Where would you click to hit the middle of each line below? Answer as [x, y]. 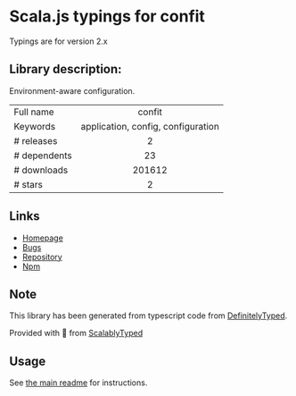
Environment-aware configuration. [72, 90]
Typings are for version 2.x [59, 41]
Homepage [43, 238]
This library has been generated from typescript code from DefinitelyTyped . [148, 316]
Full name [34, 112]
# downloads [41, 170]
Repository [42, 257]
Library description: [66, 69]
